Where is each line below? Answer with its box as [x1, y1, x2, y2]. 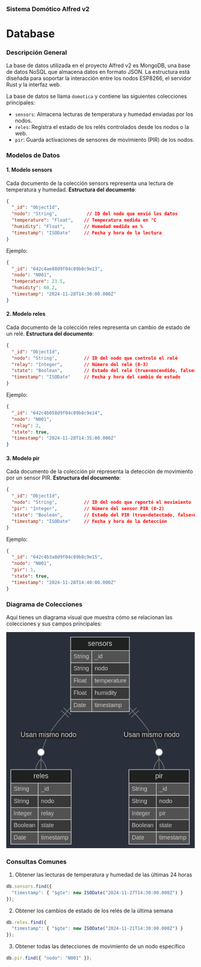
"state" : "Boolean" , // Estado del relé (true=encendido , [11, 368, 178, 374]
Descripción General [6, 49, 68, 57]
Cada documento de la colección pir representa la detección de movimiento [6, 468, 193, 475]
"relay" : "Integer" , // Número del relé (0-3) [11, 361, 148, 367]
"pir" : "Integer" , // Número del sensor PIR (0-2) [11, 506, 165, 512]
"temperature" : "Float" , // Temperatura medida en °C [11, 217, 157, 223]
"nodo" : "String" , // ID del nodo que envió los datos [11, 211, 178, 217]
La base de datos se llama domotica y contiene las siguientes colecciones [6, 92, 187, 100]
